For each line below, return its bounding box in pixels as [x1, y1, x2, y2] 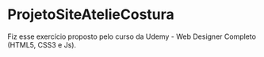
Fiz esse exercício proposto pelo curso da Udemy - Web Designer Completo [7, 32, 257, 41]
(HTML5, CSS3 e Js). [7, 40, 77, 49]
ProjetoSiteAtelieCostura [7, 6, 175, 24]
